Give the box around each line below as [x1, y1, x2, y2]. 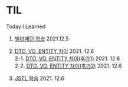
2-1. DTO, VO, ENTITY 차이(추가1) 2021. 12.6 [14, 55, 120, 62]
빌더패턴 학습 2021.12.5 [14, 35, 69, 42]
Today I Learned [6, 23, 46, 30]
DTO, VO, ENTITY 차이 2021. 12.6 [14, 48, 94, 55]
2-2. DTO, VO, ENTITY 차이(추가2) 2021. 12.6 [14, 62, 122, 69]
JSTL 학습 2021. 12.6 [14, 75, 65, 82]
